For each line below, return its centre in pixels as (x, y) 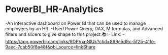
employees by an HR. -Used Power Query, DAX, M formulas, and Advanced (84, 28)
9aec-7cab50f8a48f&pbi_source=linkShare (50, 47)
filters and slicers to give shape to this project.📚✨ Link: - (65, 34)
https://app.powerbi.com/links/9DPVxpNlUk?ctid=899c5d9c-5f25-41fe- (81, 41)
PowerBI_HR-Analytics (55, 9)
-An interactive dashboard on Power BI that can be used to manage (76, 23)
